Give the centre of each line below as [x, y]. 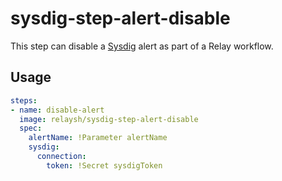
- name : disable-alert [57, 110]
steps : [24, 100]
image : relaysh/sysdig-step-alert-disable [109, 119]
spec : [31, 128]
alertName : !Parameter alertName [98, 138]
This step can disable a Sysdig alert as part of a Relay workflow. [142, 46]
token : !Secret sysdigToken [104, 165]
